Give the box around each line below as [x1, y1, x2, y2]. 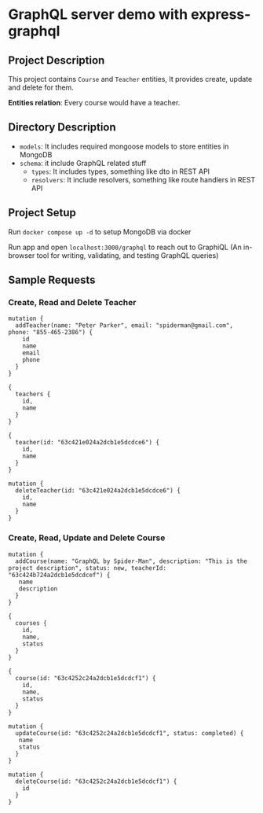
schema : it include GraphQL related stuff [19, 158, 147, 167]
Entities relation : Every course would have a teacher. [8, 98, 181, 107]
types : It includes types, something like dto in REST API [31, 167, 210, 176]
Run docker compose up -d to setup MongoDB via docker [8, 226, 192, 237]
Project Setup [8, 206, 77, 219]
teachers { [15, 391, 51, 399]
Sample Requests [8, 274, 96, 287]
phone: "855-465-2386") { [8, 329, 93, 337]
